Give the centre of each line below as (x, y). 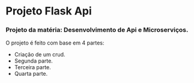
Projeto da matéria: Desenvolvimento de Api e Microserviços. (97, 30)
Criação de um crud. (40, 55)
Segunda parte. (34, 61)
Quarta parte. (31, 74)
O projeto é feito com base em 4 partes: (55, 43)
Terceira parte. (33, 67)
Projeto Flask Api (49, 11)
